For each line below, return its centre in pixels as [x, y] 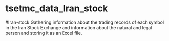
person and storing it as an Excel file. [44, 33]
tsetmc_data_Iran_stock [57, 9]
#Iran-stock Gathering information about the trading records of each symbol [85, 22]
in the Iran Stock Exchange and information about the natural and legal [79, 27]
